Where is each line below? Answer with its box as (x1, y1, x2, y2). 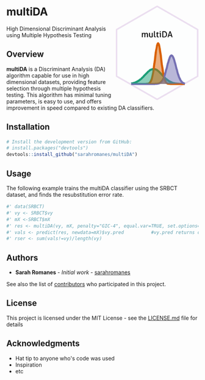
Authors (6, 252, 38, 263)
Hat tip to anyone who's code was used (15, 354, 115, 362)
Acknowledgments (6, 339, 81, 349)
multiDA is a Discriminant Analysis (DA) (6, 65, 106, 72)
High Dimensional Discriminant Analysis (6, 25, 106, 32)
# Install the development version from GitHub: (6, 139, 132, 145)
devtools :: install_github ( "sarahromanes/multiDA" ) (6, 152, 138, 158)
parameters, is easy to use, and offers (6, 97, 102, 105)
